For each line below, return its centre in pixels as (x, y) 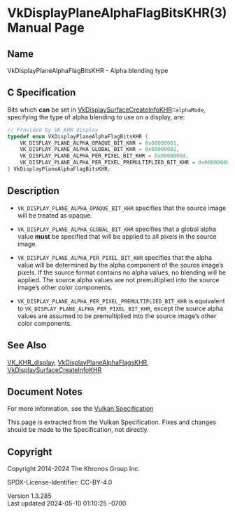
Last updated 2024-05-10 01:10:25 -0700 (67, 503)
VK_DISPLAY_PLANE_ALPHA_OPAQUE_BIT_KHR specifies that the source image (121, 208)
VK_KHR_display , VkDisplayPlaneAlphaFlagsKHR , (78, 362)
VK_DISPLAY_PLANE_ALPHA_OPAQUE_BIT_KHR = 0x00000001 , (100, 143)
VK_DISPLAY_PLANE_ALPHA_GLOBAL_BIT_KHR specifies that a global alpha (117, 229)
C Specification (42, 93)
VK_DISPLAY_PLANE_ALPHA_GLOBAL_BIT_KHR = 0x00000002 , (100, 150)
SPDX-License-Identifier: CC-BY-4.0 (60, 482)
